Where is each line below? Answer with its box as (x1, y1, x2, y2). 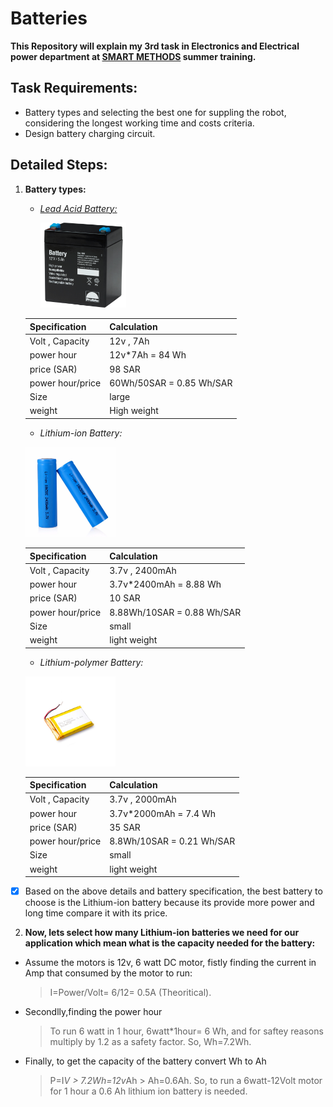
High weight (109, 405, 159, 417)
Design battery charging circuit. (24, 127, 156, 139)
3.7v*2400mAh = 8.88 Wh (109, 578, 222, 591)
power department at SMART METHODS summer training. (10, 50, 257, 62)
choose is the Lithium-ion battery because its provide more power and (24, 897, 315, 909)
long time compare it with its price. (24, 907, 168, 919)
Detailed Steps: (10, 157, 108, 174)
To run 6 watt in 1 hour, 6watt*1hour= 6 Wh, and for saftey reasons (49, 1025, 324, 1037)
